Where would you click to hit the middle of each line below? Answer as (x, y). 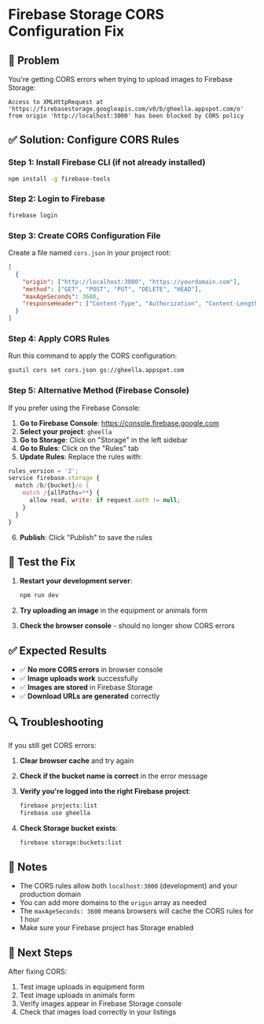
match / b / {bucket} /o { (52, 486)
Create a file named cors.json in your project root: (90, 253)
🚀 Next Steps (40, 953)
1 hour (29, 919)
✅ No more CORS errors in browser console (91, 669)
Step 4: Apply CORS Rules (59, 338)
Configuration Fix (66, 31)
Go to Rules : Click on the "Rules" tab (79, 448)
